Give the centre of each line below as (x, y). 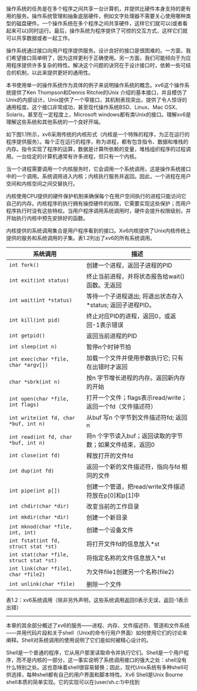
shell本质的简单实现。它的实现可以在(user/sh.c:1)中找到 (73, 682)
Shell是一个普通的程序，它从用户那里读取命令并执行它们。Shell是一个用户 (95, 652)
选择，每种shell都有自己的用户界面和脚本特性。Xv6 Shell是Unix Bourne (97, 675)
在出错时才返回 (107, 367)
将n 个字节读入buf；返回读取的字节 (134, 436)
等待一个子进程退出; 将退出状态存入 (135, 296)
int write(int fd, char (42, 418)
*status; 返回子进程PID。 (120, 305)
